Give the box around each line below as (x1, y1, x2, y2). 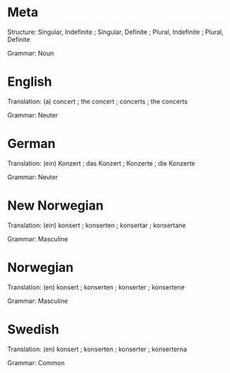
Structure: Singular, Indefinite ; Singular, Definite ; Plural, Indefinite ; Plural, (7, 28, 224, 36)
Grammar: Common (7, 358, 65, 367)
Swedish (7, 321, 59, 337)
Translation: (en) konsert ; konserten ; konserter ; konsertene (7, 282, 185, 291)
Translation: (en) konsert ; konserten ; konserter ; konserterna (7, 345, 188, 353)
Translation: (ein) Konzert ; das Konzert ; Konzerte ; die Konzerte (7, 159, 195, 167)
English (7, 74, 52, 90)
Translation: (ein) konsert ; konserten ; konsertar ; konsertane (7, 221, 186, 229)
